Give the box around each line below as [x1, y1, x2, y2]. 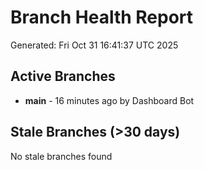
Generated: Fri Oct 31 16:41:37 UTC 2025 [10, 39, 179, 51]
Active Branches [10, 68, 116, 85]
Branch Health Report [10, 6, 194, 29]
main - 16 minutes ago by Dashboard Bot [24, 94, 195, 106]
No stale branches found [10, 150, 113, 162]
